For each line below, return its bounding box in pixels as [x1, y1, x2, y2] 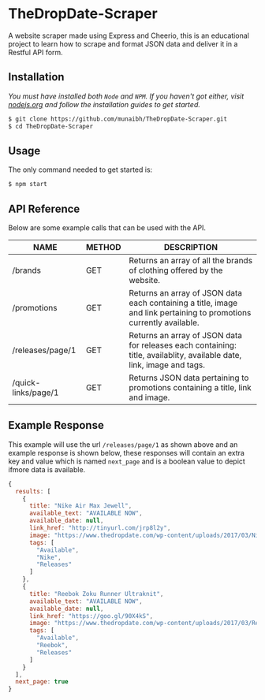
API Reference [8, 202, 80, 215]
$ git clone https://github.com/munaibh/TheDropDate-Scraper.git [8, 115, 227, 123]
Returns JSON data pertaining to [129, 372, 249, 383]
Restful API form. [8, 47, 63, 57]
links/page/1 [12, 387, 59, 398]
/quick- [12, 378, 41, 388]
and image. [129, 392, 170, 403]
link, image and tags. [129, 359, 206, 370]
